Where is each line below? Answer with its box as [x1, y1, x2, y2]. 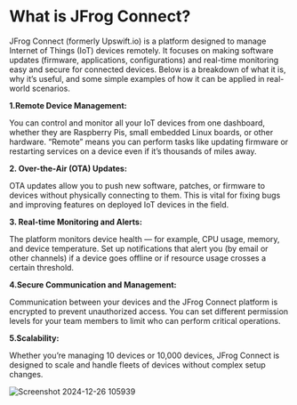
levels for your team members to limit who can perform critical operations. [9, 315, 281, 326]
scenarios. [31, 83, 71, 93]
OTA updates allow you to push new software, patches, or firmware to [9, 180, 265, 190]
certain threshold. [9, 262, 74, 272]
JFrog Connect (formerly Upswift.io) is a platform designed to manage [9, 36, 267, 46]
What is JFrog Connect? [9, 6, 191, 27]
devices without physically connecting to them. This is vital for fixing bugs [9, 190, 281, 200]
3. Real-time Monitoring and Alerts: [9, 216, 142, 227]
